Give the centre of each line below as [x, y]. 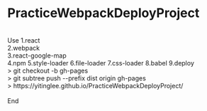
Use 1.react [24, 40]
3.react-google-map [37, 55]
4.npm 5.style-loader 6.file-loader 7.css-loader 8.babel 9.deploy [101, 63]
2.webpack [24, 48]
